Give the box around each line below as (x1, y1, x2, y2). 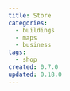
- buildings (15, 26, 56, 34)
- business (15, 41, 52, 49)
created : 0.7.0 (8, 63, 59, 71)
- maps (15, 33, 37, 42)
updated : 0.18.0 (8, 70, 62, 78)
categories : (8, 19, 48, 27)
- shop (15, 56, 37, 64)
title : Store (8, 11, 52, 20)
